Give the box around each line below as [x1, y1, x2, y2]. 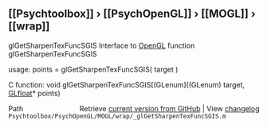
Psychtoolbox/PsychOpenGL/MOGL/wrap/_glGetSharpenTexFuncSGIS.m [8, 112, 226, 120]
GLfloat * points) [8, 88, 61, 98]
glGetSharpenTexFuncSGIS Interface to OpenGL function [8, 41, 195, 50]
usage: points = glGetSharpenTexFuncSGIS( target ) [8, 64, 179, 74]
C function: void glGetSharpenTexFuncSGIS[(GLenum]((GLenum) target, [8, 80, 245, 89]
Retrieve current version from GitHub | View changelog [79, 103, 260, 113]
